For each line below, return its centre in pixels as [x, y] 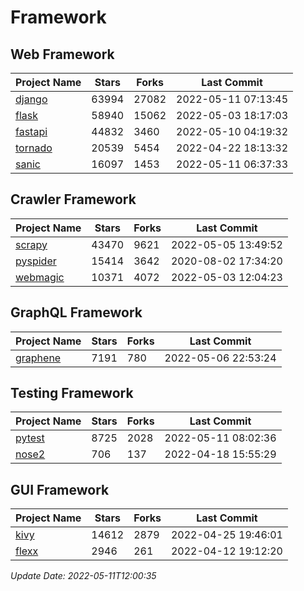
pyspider [36, 261]
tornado [34, 148]
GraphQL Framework [76, 312]
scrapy [31, 244]
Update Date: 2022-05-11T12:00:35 [83, 576]
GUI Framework [60, 489]
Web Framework [62, 54]
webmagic [40, 277]
